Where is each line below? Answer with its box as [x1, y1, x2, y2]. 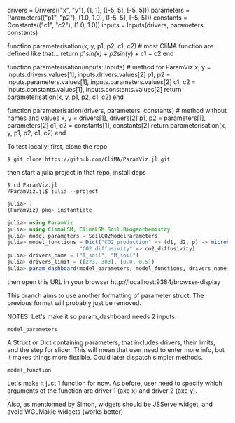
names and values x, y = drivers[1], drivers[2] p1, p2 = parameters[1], [7, 114, 206, 122]
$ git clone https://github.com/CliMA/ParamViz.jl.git [7, 156, 171, 163]
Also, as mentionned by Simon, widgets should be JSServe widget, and [7, 400, 213, 408]
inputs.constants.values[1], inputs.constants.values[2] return [7, 86, 182, 93]
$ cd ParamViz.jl [7, 182, 58, 189]
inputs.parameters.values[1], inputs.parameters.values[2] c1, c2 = [7, 78, 196, 86]
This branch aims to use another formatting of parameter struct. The [7, 291, 204, 300]
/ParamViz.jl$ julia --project [7, 188, 99, 195]
